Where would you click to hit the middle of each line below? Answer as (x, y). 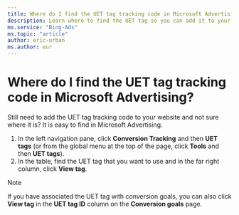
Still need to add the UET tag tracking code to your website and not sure (113, 117)
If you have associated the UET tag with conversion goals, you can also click (119, 196)
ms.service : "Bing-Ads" (43, 27)
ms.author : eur (30, 47)
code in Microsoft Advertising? (101, 98)
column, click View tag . (52, 169)
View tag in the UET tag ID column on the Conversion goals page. (105, 204)
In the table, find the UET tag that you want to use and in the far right (118, 161)
